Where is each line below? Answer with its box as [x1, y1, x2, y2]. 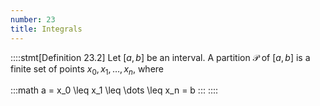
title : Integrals [10, 24, 83, 34]
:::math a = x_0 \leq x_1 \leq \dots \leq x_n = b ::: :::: [10, 84, 219, 96]
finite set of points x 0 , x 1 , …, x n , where [10, 62, 165, 77]
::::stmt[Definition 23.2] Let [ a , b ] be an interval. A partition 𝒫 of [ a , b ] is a [10, 51, 311, 63]
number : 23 [10, 14, 56, 25]
